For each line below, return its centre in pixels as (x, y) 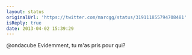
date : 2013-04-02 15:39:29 (40, 28)
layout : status (25, 12)
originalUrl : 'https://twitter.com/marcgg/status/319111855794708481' (97, 17)
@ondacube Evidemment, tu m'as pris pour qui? (66, 45)
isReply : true (24, 23)
